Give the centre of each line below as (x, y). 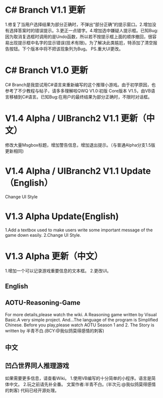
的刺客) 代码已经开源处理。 (32, 391)
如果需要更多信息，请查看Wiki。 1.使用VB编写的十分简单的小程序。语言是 (78, 379)
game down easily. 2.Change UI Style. (43, 235)
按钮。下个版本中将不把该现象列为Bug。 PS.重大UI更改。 (66, 49)
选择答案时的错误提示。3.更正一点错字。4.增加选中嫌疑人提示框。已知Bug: (84, 30)
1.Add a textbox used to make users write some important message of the (79, 230)
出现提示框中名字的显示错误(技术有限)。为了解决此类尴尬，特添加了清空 (81, 42)
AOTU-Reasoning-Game (43, 303)
